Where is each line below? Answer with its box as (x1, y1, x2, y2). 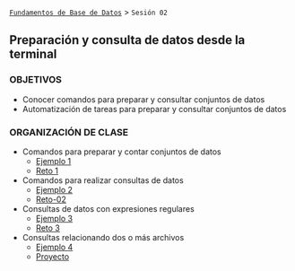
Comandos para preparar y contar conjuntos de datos (22, 146, 221, 157)
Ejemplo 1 (35, 155, 72, 166)
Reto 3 (35, 223, 60, 233)
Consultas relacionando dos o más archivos (22, 232, 185, 242)
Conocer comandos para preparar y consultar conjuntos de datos (22, 93, 265, 105)
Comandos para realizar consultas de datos (22, 174, 184, 186)
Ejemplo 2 (35, 184, 74, 195)
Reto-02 (35, 194, 67, 205)
